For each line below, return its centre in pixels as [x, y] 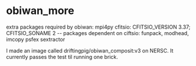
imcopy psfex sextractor [36, 39]
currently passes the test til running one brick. [62, 57]
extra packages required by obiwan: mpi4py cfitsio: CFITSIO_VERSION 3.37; [98, 27]
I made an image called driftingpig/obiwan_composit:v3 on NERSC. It [90, 50]
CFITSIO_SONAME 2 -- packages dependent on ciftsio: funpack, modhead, [97, 33]
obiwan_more [40, 11]
